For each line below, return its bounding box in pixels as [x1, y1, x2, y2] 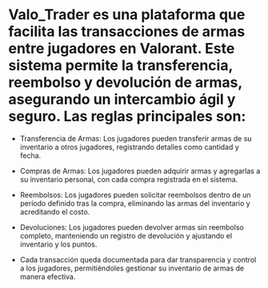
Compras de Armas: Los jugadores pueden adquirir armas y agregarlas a [19, 166, 261, 176]
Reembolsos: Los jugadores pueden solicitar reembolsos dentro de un [19, 190, 251, 199]
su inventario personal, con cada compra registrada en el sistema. [19, 174, 238, 184]
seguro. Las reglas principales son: [8, 108, 246, 125]
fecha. [19, 150, 42, 160]
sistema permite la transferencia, [8, 57, 234, 75]
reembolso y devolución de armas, [8, 73, 242, 92]
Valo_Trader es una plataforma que [8, 6, 246, 24]
